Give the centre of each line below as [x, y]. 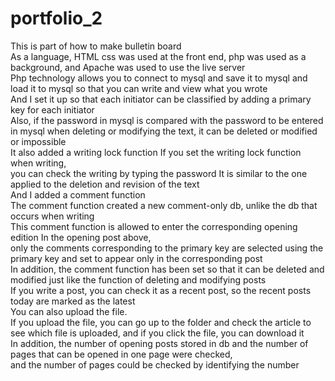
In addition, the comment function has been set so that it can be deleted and [167, 269]
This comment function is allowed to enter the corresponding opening [154, 226]
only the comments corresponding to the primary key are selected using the [167, 248]
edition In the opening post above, [81, 237]
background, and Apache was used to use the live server [128, 67]
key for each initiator [52, 109]
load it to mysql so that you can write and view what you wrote [139, 88]
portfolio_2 [56, 18]
